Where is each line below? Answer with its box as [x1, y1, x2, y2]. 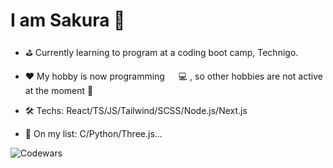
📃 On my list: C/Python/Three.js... [24, 127, 163, 139]
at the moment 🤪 [24, 84, 94, 96]
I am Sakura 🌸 [10, 9, 126, 32]
